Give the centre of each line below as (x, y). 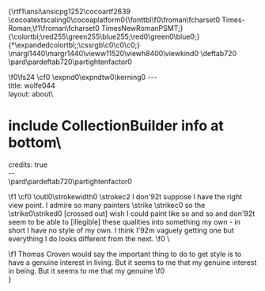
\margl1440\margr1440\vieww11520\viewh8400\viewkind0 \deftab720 (123, 53)
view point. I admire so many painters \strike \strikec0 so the (107, 205)
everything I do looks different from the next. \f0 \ (89, 238)
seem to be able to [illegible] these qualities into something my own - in (125, 221)
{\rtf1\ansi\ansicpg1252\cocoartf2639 (70, 11)
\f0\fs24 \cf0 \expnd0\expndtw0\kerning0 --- (83, 77)
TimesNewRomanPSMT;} (142, 28)
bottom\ (35, 143)
